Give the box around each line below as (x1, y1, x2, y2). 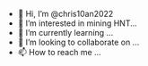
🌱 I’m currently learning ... (17, 28, 114, 37)
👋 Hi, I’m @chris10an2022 (17, 9, 114, 19)
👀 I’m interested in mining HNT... (17, 18, 137, 29)
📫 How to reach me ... (17, 47, 101, 57)
